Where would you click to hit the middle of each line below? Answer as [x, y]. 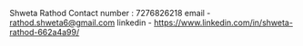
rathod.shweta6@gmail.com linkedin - [81, 23]
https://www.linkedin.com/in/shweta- [224, 23]
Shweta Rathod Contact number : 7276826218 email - [110, 13]
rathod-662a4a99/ [45, 32]
